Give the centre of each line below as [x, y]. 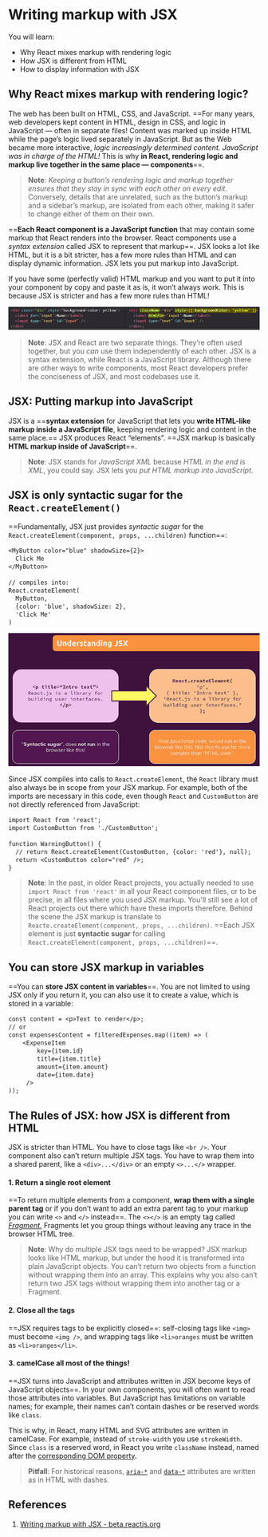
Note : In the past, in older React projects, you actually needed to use [140, 883]
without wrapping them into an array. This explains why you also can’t [142, 1275]
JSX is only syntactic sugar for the [96, 495]
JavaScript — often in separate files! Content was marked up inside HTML [130, 130]
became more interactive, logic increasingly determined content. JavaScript [133, 147]
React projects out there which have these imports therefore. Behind [140, 908]
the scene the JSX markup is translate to [95, 917]
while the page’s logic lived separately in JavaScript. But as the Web [120, 139]
